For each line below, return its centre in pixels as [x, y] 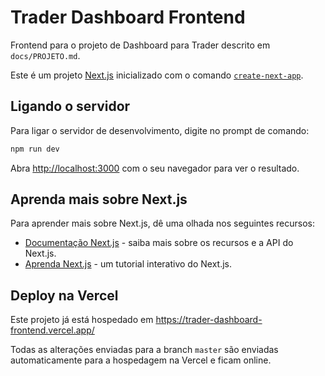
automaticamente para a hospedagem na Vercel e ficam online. [141, 360]
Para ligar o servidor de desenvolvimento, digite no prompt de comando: [160, 130]
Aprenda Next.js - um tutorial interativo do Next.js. [128, 264]
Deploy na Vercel [64, 295]
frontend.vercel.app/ [52, 330]
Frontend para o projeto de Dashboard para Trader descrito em [140, 45]
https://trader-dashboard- [209, 320]
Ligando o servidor [70, 106]
